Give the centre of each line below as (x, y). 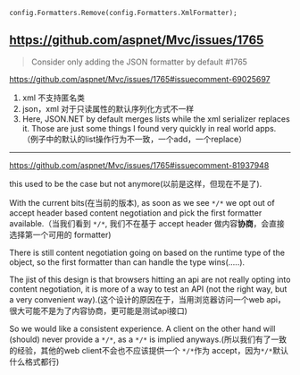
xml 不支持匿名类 (54, 98)
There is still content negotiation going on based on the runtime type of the (147, 252)
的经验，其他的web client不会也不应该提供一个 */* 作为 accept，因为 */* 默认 (149, 350)
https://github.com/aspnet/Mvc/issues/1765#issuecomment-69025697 (140, 79)
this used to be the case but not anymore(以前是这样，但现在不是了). (136, 183)
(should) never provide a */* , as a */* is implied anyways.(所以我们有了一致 (148, 339)
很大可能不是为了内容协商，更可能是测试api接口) (98, 311)
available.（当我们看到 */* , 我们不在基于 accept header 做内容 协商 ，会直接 (147, 223)
